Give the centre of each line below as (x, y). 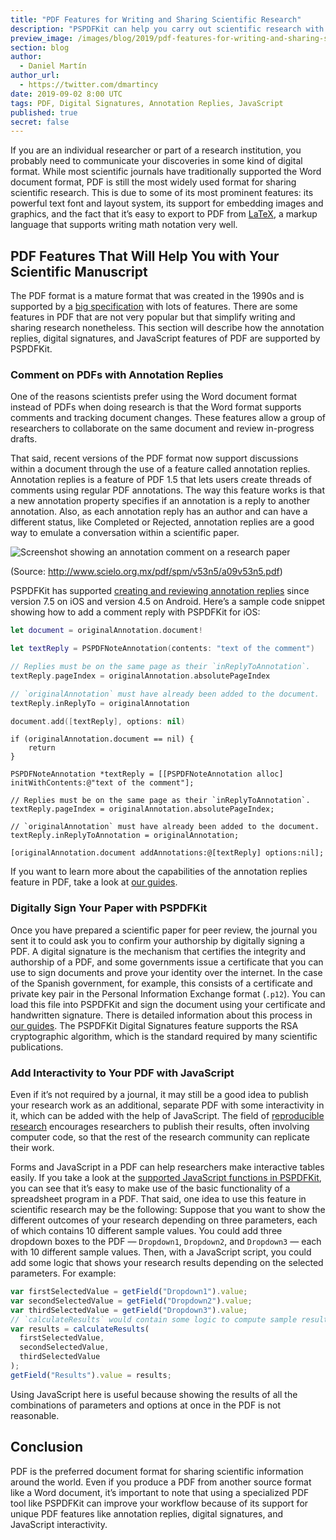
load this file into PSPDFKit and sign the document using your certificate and (168, 1004)
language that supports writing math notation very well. (124, 225)
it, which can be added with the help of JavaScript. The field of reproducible (167, 1116)
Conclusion (47, 1447)
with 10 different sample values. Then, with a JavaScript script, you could (161, 1252)
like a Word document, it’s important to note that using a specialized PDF (160, 1492)
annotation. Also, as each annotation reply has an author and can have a (159, 512)
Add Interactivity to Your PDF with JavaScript (122, 1073)
